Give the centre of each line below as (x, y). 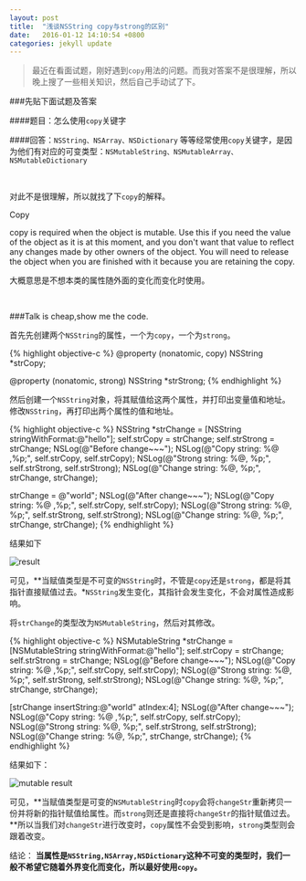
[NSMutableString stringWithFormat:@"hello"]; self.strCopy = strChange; (147, 651)
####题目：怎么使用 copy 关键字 (68, 121)
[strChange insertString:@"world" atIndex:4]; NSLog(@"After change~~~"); (152, 708)
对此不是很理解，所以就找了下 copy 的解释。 (90, 196)
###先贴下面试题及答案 (53, 101)
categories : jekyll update (61, 43)
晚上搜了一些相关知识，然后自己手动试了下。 (116, 82)
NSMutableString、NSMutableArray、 (172, 152)
